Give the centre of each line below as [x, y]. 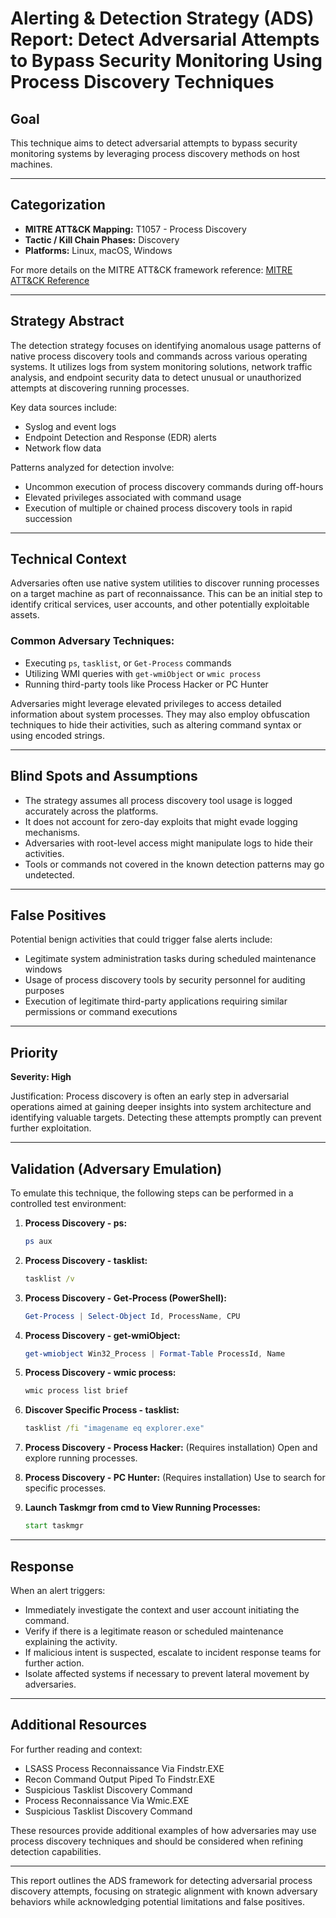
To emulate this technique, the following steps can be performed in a [152, 1193]
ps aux [38, 1241]
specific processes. [65, 1488]
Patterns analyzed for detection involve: [92, 467]
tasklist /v [49, 1278]
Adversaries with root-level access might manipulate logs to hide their [168, 843]
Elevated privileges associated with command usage [133, 497]
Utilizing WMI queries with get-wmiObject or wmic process [143, 673]
